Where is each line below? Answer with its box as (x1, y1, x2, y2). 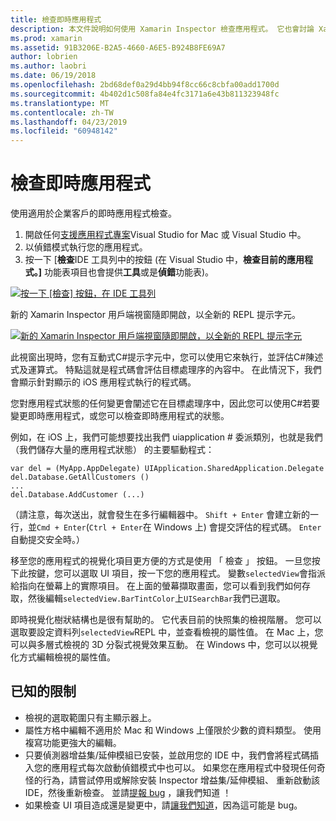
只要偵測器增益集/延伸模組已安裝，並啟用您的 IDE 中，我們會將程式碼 (24, 749, 310, 761)
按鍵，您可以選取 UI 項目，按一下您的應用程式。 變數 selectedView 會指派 (27, 567, 326, 580)
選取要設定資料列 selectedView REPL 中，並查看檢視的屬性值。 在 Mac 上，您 (10, 626, 324, 638)
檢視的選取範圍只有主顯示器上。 (24, 711, 157, 723)
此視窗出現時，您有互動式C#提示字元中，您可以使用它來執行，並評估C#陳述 (10, 351, 324, 363)
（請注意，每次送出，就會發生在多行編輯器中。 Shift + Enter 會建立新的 (10, 509, 310, 521)
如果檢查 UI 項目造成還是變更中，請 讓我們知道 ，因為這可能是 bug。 (24, 799, 303, 811)
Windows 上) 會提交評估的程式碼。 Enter (153, 521, 322, 533)
